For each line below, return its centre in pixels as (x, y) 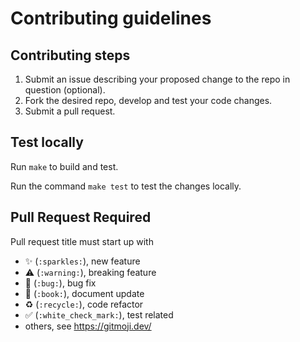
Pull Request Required (81, 217)
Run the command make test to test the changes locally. (126, 186)
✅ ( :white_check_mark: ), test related (99, 314)
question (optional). (65, 90)
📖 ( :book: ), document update (84, 293)
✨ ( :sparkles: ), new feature (82, 261)
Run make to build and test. (64, 166)
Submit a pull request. (70, 111)
